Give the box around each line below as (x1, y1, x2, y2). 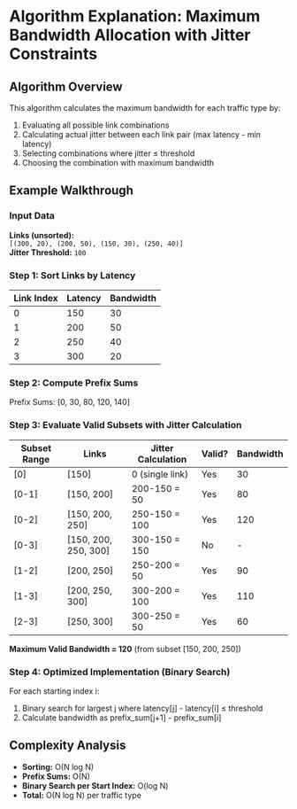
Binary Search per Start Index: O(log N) (21, 780, 169, 790)
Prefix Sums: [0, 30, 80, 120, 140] (9, 397, 131, 408)
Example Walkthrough (9, 183, 134, 198)
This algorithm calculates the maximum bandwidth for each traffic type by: (9, 103, 281, 113)
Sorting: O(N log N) (21, 761, 95, 772)
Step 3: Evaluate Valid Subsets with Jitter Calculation (9, 419, 242, 432)
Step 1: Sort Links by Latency (9, 268, 136, 281)
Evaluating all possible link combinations (21, 120, 170, 130)
